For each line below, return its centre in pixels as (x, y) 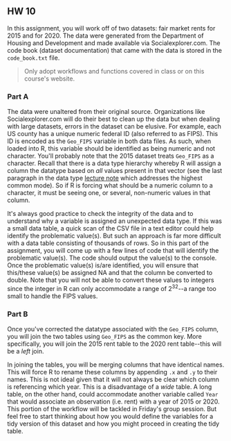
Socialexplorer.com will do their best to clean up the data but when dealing (113, 119)
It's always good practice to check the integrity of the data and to (100, 214)
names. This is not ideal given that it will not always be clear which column (113, 380)
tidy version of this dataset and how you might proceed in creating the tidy (113, 424)
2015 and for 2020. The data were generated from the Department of (105, 35)
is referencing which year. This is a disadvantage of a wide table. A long (110, 387)
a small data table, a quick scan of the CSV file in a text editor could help (111, 228)
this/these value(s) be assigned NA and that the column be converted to (110, 273)
